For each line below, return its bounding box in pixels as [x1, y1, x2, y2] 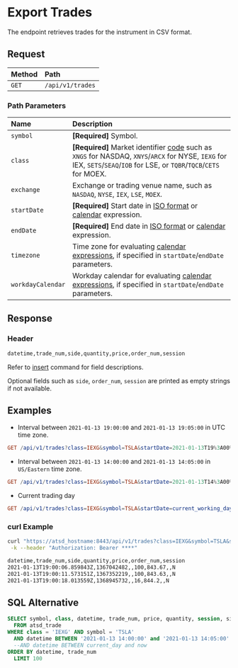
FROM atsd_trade [13, 622, 62, 629]
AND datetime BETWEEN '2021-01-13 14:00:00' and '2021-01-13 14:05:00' [13, 635, 230, 642]
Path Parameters [7, 101, 66, 111]
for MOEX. [72, 169, 107, 179]
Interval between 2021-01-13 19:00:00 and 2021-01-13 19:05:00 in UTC [17, 423, 225, 432]
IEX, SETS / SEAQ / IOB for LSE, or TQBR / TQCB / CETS [72, 160, 220, 170]
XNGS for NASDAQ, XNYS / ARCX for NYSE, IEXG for [72, 152, 227, 162]
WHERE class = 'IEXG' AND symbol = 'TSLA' [7, 628, 135, 636]
